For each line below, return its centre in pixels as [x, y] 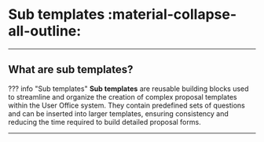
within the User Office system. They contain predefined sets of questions [127, 105]
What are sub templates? [71, 69]
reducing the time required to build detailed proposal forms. [105, 122]
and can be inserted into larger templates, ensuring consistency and [119, 113]
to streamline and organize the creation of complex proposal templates [123, 96]
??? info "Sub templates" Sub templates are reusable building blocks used [128, 89]
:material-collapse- [172, 15]
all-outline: [45, 31]
